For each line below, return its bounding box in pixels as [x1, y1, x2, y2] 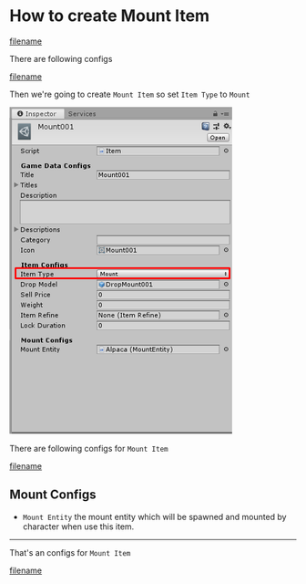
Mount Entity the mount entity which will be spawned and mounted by [22, 511, 287, 522]
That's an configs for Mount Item [9, 547, 131, 558]
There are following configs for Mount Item [9, 443, 168, 454]
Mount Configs [9, 487, 97, 503]
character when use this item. [22, 521, 135, 532]
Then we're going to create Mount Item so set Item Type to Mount [9, 89, 250, 99]
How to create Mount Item [9, 5, 210, 26]
